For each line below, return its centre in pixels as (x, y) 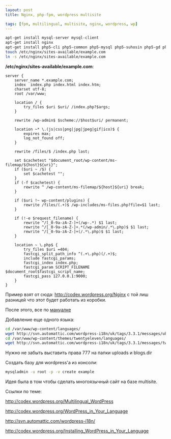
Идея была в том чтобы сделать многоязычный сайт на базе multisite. (81, 382)
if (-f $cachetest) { (37, 183)
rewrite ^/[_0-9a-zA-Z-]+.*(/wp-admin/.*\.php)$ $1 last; (86, 227)
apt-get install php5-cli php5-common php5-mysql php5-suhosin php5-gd (83, 47)
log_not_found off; (44, 138)
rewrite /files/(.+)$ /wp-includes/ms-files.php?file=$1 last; (92, 205)
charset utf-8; (31, 89)
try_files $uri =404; (47, 249)
